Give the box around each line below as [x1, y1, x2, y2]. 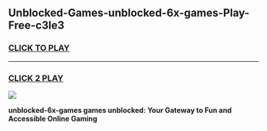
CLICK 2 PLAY [8, 72, 64, 83]
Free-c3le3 [8, 19, 65, 33]
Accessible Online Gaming [8, 114, 98, 123]
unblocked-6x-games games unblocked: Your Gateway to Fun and [8, 105, 232, 114]
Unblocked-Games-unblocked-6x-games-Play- [8, 6, 250, 20]
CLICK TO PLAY [8, 43, 70, 54]
